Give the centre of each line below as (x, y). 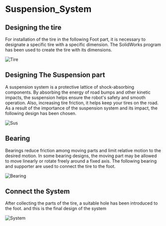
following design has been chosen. (41, 113)
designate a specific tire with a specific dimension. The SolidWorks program (83, 45)
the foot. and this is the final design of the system (56, 209)
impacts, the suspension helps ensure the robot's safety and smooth (75, 97)
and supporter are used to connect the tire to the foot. (60, 166)
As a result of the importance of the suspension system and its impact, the (82, 108)
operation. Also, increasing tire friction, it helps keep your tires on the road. (82, 103)
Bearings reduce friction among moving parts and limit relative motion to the (83, 150)
